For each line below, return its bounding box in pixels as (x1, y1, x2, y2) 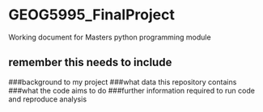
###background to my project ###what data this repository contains (8, 77, 237, 86)
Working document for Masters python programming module (8, 32, 212, 42)
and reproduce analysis (8, 94, 87, 104)
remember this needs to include (8, 56, 172, 69)
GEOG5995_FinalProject (8, 6, 176, 24)
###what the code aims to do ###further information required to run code (8, 85, 255, 95)
